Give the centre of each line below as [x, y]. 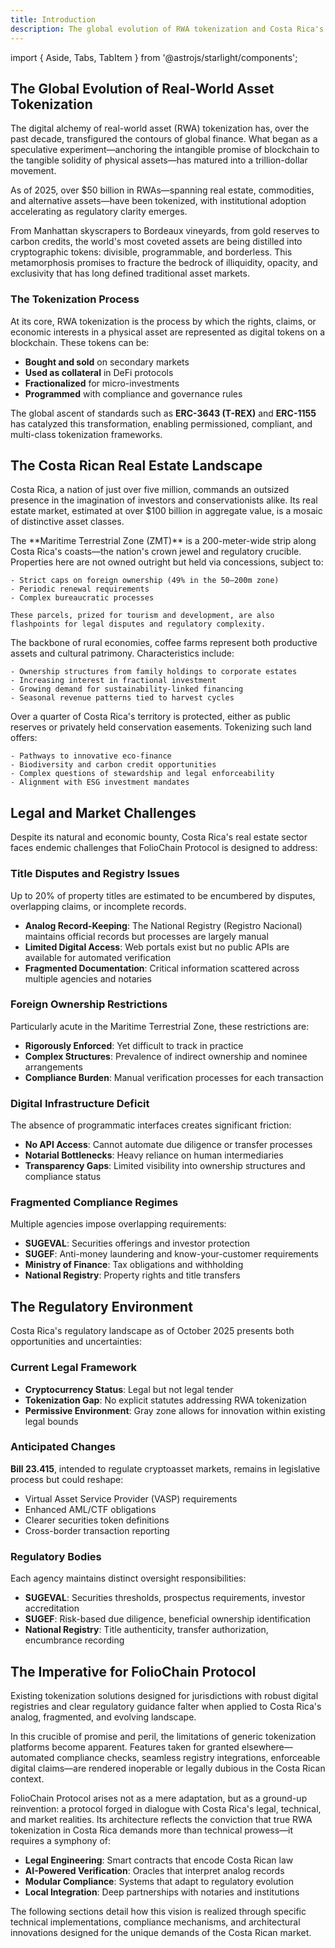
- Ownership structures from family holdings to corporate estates [154, 672]
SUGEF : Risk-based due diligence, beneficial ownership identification [167, 1619]
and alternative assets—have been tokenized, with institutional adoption [158, 201]
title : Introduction [53, 19]
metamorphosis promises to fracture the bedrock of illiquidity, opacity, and [164, 263]
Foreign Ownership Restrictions [89, 1004]
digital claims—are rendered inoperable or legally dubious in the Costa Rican [168, 1768]
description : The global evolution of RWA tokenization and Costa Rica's [167, 29]
